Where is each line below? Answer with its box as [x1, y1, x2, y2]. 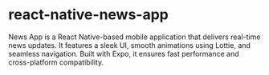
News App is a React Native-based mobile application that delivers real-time [8, 32, 261, 41]
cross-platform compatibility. [8, 57, 104, 67]
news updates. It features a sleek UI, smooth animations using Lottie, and [8, 40, 251, 49]
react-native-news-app [8, 6, 169, 24]
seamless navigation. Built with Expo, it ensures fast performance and [8, 49, 239, 58]
